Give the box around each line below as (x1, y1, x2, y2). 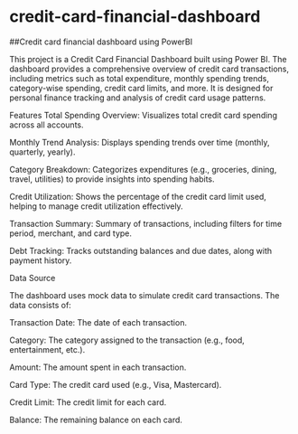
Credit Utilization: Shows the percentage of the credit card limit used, (9, 191, 266, 202)
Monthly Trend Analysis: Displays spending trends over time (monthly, (9, 137, 270, 147)
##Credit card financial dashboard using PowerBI (9, 36, 192, 47)
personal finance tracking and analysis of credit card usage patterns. (9, 92, 266, 103)
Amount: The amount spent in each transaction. (9, 362, 187, 373)
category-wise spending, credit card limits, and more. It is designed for (9, 82, 274, 93)
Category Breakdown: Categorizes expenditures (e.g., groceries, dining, (9, 164, 277, 175)
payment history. (9, 255, 72, 266)
